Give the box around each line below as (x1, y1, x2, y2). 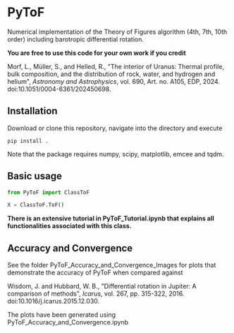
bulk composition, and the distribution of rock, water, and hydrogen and (7, 70, 216, 78)
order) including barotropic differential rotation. (7, 34, 144, 43)
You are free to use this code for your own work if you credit (7, 49, 187, 57)
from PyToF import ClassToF (7, 189, 90, 196)
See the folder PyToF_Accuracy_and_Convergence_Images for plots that (7, 261, 216, 270)
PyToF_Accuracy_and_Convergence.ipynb (7, 318, 129, 327)
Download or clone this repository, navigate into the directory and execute (7, 124, 223, 132)
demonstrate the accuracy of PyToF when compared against (7, 268, 183, 277)
